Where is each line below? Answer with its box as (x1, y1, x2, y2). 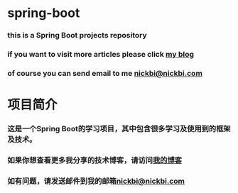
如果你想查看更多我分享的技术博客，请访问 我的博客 (7, 155, 183, 165)
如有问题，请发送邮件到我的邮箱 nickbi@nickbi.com (7, 176, 185, 186)
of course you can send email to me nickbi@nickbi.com (7, 68, 202, 78)
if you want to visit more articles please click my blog (7, 50, 194, 60)
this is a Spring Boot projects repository (7, 31, 147, 40)
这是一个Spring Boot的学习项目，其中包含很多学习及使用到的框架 (7, 124, 231, 134)
